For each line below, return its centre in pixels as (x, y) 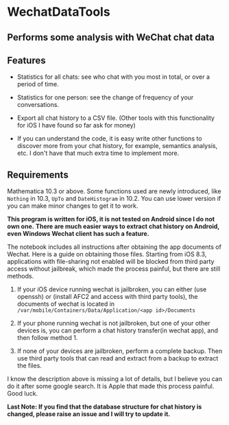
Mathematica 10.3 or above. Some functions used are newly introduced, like (114, 191)
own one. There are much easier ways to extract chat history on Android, (113, 226)
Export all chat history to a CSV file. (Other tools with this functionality (116, 118)
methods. (21, 276)
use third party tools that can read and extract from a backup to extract (118, 359)
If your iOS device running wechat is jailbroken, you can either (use (112, 289)
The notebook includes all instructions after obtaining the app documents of (114, 247)
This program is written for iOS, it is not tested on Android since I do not (111, 219)
